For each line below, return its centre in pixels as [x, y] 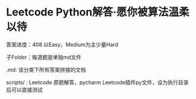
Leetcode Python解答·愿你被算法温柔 [98, 12]
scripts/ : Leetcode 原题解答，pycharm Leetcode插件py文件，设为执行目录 [97, 82]
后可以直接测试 [24, 90]
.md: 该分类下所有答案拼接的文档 [46, 69]
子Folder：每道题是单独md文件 [44, 57]
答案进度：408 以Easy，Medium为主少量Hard [62, 44]
